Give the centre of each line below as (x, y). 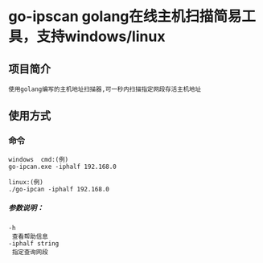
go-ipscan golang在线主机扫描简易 (125, 16)
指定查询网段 (30, 252)
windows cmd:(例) (39, 159)
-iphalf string (34, 243)
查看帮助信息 (30, 236)
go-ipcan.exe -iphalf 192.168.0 (62, 166)
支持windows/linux (101, 37)
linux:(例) (26, 182)
